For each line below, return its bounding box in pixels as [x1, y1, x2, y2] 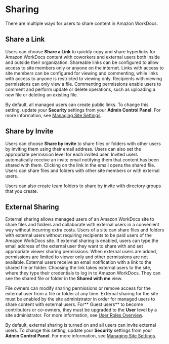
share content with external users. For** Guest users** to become [5, 301, 143, 307]
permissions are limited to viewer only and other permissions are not [5, 254, 148, 260]
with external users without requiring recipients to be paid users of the [5, 232, 152, 238]
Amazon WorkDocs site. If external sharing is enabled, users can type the [5, 237, 158, 244]
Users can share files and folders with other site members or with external [5, 167, 160, 174]
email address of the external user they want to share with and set [5, 243, 143, 249]
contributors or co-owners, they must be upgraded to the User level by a [5, 307, 157, 313]
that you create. [5, 188, 38, 194]
